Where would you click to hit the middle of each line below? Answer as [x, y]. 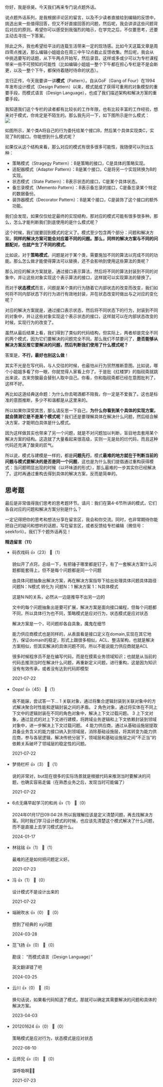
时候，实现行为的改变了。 [31, 322]
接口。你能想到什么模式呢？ [48, 137]
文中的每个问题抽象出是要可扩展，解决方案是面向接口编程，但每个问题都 [84, 607]
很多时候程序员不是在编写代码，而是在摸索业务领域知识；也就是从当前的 [84, 656]
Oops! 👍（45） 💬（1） [35, 689]
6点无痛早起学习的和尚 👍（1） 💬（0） [50, 803]
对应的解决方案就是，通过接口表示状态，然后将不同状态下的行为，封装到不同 [81, 310]
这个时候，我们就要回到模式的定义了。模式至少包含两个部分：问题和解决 [77, 233]
